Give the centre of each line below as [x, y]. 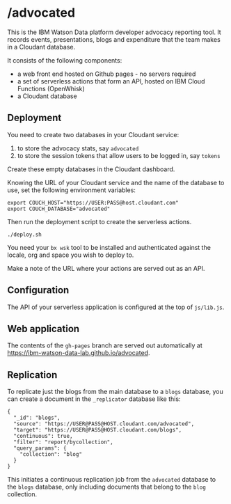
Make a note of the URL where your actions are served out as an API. [106, 268]
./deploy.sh [24, 235]
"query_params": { [40, 448]
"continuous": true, [43, 436]
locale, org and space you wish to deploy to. [71, 255]
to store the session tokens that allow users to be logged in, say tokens [119, 155]
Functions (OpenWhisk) [51, 88]
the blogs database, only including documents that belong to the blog [107, 487]
